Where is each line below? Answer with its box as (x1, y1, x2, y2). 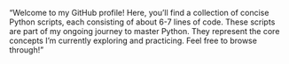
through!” (9, 45, 44, 55)
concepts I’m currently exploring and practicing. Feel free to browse (9, 35, 257, 46)
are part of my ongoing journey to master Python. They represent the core (9, 26, 280, 36)
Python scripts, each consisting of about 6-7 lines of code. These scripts (9, 17, 276, 27)
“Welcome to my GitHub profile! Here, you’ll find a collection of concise (9, 8, 269, 18)
